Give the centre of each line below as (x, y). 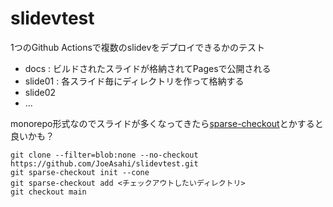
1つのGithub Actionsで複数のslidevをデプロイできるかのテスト (138, 47)
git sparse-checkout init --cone (80, 172)
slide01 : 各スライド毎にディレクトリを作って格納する (134, 81)
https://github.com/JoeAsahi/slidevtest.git (104, 163)
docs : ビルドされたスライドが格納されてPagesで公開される (148, 68)
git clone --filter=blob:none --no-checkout (104, 155)
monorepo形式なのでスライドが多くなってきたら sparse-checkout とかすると (167, 123)
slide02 (40, 92)
